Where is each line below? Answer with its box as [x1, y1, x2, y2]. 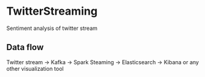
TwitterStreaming [6, 4, 98, 18]
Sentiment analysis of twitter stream [6, 24, 98, 32]
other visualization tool [6, 65, 64, 72]
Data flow [6, 42, 44, 53]
